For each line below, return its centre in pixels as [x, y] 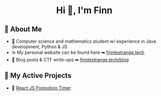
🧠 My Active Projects [38, 76]
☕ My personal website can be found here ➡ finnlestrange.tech [78, 52]
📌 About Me [23, 29]
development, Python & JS [39, 47]
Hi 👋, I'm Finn [84, 10]
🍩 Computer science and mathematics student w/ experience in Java [84, 41]
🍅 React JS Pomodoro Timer [41, 88]
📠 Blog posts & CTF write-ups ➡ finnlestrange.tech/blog [70, 60]
